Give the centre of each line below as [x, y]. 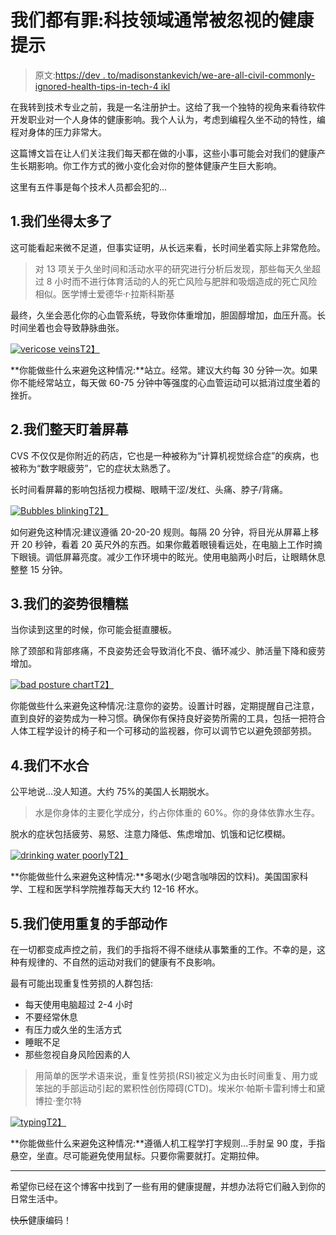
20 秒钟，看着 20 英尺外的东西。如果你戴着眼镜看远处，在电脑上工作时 [167, 544]
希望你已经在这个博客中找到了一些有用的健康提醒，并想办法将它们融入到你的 [168, 1186]
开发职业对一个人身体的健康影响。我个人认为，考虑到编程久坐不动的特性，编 [168, 119]
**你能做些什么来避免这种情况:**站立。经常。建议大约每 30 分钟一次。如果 [164, 370]
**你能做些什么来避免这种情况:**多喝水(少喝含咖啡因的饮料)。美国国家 [155, 877]
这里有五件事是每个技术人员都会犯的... [89, 187]
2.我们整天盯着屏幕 [69, 429]
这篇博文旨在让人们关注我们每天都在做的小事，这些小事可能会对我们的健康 [163, 153]
